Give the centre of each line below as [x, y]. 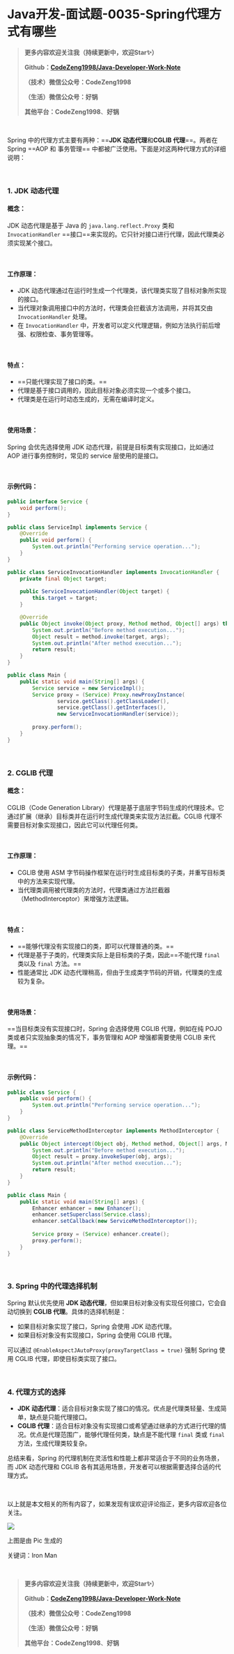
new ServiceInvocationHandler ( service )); [118, 714]
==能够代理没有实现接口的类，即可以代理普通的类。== [95, 947]
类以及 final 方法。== [49, 964]
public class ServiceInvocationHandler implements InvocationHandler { [113, 572]
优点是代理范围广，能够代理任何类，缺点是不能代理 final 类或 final [127, 1435]
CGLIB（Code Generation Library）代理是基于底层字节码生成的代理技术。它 [116, 807]
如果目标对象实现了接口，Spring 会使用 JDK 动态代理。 [96, 1326]
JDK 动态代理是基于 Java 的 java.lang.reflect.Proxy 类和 [91, 226]
